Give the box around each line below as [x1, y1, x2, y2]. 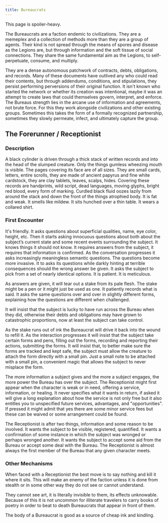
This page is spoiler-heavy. [5, 21, 61, 27]
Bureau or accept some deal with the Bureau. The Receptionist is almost [5, 442, 154, 448]
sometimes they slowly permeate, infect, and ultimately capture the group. [5, 115, 159, 121]
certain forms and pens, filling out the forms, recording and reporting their [5, 337, 158, 343]
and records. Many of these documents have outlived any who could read [5, 72, 158, 78]
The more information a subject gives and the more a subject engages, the [5, 373, 159, 379]
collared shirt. [5, 204, 34, 210]
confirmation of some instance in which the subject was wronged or [5, 431, 146, 437]
